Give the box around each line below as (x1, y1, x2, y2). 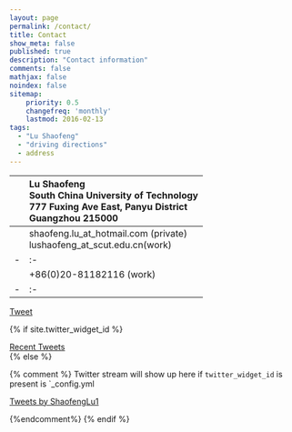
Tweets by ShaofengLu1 (9, 396, 99, 407)
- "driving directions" (17, 140, 107, 149)
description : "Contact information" (9, 55, 148, 65)
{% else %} (9, 351, 53, 362)
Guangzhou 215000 (28, 211, 118, 224)
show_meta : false (9, 38, 76, 48)
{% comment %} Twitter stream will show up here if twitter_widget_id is (9, 368, 284, 379)
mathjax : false (9, 73, 67, 82)
